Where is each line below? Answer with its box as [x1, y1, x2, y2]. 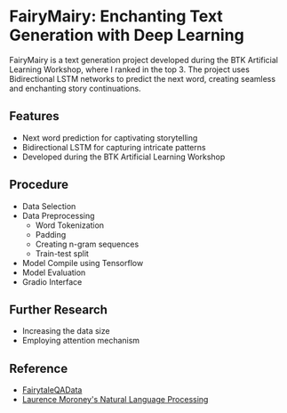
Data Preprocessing [21, 210, 95, 221]
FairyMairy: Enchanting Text [9, 6, 224, 27]
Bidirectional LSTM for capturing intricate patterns [21, 142, 206, 152]
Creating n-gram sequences [35, 239, 140, 249]
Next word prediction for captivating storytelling [21, 132, 198, 143]
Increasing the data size [21, 326, 110, 336]
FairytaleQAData [21, 385, 83, 395]
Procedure [9, 177, 69, 192]
